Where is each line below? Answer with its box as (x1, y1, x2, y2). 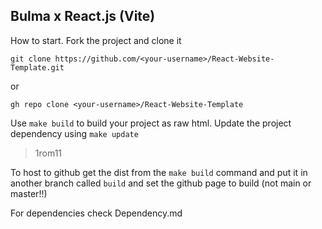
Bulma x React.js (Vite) (10, 8, 156, 25)
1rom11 (34, 147, 63, 159)
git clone (10, 54, 52, 64)
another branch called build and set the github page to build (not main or (10, 177, 312, 189)
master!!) (10, 187, 48, 199)
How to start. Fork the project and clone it (10, 34, 182, 46)
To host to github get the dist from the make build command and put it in (10, 166, 308, 178)
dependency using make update (10, 127, 139, 139)
